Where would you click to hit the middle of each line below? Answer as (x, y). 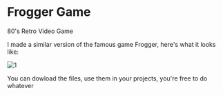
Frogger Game (49, 12)
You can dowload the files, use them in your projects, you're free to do (107, 78)
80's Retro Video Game (40, 31)
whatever (20, 85)
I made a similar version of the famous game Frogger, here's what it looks (111, 44)
